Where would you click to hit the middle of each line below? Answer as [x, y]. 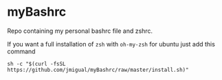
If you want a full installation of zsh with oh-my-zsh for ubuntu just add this [111, 44]
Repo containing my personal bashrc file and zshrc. [80, 31]
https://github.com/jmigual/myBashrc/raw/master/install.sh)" [98, 70]
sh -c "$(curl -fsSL [37, 64]
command [21, 51]
